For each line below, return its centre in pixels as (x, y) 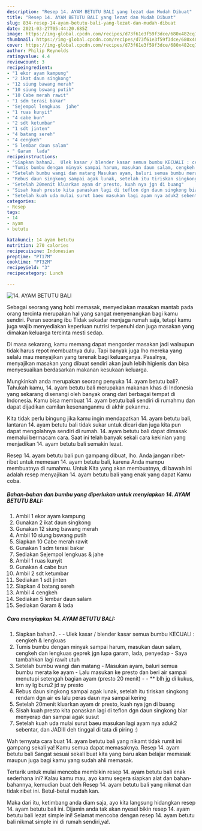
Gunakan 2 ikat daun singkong (53, 522)
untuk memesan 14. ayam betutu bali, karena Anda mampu (92, 461)
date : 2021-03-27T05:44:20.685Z (47, 28)
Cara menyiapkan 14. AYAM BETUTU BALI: (61, 619)
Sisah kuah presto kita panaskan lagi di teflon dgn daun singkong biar (101, 710)
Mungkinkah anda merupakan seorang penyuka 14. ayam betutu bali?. (93, 381)
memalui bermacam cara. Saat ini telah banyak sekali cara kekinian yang (97, 437)
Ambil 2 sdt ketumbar (42, 573)
